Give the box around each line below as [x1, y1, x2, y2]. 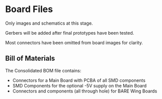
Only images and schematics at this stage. [5, 20, 93, 26]
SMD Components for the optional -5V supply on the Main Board [12, 82, 147, 88]
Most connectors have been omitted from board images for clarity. [5, 39, 143, 46]
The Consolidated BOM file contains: [5, 67, 82, 73]
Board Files [5, 4, 53, 15]
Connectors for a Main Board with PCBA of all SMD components [12, 77, 146, 83]
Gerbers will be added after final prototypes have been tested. [5, 30, 134, 36]
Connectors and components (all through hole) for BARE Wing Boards [12, 88, 157, 94]
